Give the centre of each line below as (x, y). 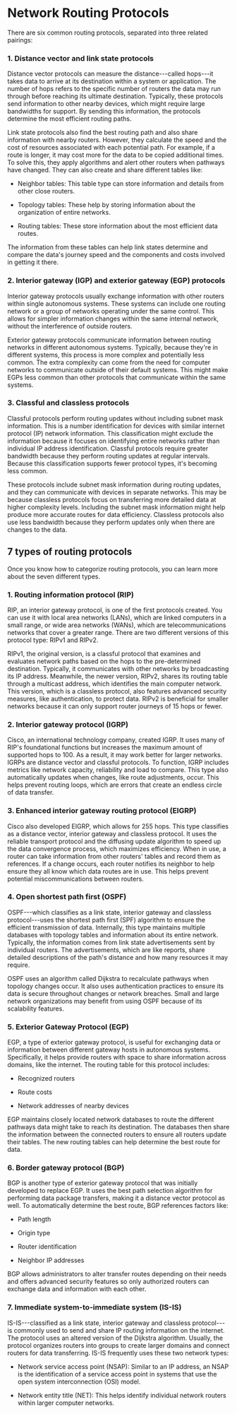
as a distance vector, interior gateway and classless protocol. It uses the (112, 833)
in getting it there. (33, 262)
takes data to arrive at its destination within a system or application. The (112, 81)
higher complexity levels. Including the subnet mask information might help (116, 507)
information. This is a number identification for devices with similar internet (116, 426)
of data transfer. (31, 792)
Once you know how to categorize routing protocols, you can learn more (113, 569)
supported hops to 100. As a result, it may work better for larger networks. (115, 755)
